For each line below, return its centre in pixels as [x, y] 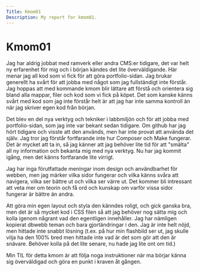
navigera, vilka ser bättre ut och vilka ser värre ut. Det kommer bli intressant [99, 181]
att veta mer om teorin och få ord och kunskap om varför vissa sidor [90, 188]
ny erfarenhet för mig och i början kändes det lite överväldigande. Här [92, 70]
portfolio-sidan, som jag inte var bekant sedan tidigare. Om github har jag [96, 125]
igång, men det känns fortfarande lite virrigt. [60, 157]
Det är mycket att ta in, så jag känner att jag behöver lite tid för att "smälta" [98, 144]
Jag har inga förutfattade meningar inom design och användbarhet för [92, 169]
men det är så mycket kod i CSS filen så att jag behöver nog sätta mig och [97, 212]
